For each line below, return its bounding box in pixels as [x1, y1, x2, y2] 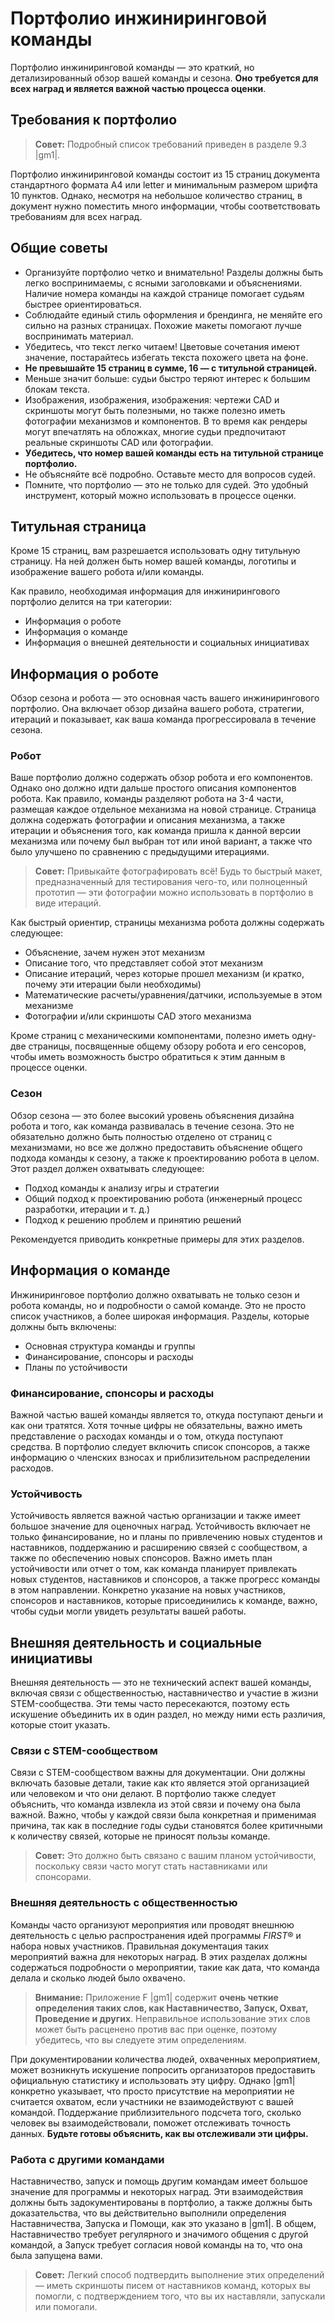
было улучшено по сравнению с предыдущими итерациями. [10, 846, 270, 858]
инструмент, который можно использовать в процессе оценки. [24, 489, 297, 501]
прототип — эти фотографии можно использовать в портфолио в [34, 887, 314, 899]
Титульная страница [10, 518, 147, 535]
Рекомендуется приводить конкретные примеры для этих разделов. [10, 1233, 305, 1245]
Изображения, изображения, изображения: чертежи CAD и [24, 393, 280, 406]
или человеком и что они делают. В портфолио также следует [10, 1788, 277, 1800]
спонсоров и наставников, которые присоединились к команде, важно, [10, 1595, 318, 1607]
